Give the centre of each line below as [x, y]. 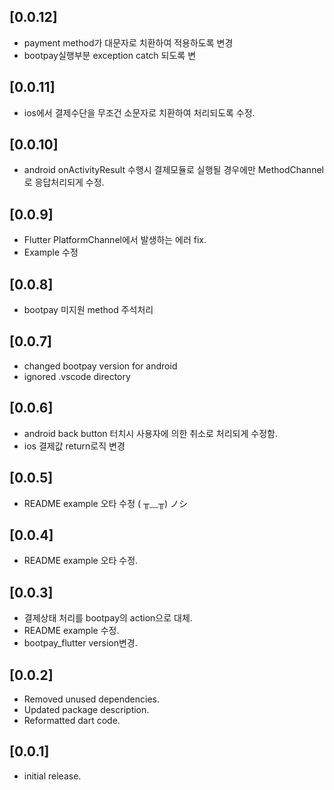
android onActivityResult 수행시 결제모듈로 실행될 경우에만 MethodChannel [173, 170]
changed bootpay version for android [100, 366]
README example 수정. [71, 631]
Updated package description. [86, 709]
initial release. [52, 776]
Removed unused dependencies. [92, 699]
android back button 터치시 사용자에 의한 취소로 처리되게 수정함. [150, 433]
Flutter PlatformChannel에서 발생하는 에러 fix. [115, 240]
